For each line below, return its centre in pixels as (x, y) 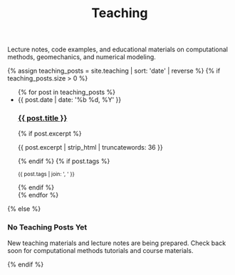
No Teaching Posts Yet (47, 227)
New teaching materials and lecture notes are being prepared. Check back (117, 243)
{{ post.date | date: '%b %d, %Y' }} (69, 100)
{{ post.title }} (42, 118)
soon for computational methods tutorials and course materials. (100, 250)
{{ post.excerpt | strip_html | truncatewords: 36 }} (90, 147)
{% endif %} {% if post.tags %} (64, 161)
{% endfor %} (38, 195)
